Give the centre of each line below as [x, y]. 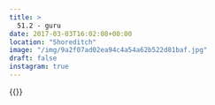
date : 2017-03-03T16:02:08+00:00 [71, 34]
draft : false [33, 58]
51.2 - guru [39, 26]
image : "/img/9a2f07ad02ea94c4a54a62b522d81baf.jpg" [108, 50]
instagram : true [39, 67]
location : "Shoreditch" [53, 42]
